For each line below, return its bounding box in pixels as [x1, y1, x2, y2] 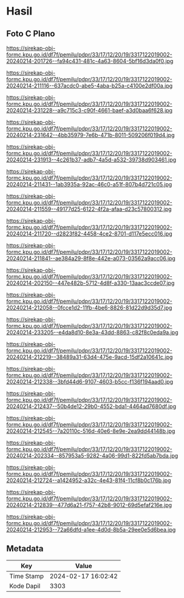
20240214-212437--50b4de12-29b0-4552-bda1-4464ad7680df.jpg [6, 403, 177, 410]
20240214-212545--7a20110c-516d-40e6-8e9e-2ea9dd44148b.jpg [6, 427, 175, 435]
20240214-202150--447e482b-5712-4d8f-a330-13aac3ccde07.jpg [6, 279, 175, 287]
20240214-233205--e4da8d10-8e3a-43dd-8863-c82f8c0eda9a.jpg [6, 329, 179, 336]
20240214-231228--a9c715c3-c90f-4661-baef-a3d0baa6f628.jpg [6, 107, 173, 114]
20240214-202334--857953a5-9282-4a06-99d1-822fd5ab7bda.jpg [6, 452, 179, 459]
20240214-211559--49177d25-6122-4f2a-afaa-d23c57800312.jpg [6, 205, 172, 212]
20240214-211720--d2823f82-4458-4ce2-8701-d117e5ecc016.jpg [6, 230, 172, 237]
